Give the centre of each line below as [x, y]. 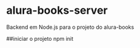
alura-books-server [57, 10]
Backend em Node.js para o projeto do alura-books [70, 27]
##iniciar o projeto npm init [40, 38]
